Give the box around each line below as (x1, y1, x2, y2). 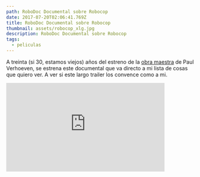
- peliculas (11, 42, 42, 48)
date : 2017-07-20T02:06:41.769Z (6, 14, 87, 20)
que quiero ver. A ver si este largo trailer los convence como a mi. (6, 71, 168, 78)
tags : (6, 36, 20, 42)
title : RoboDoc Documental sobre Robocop (6, 20, 111, 26)
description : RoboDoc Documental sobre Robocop (6, 31, 127, 37)
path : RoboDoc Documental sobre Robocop (6, 8, 109, 15)
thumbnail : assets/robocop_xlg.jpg (6, 25, 95, 32)
